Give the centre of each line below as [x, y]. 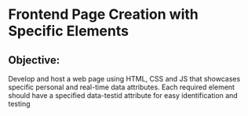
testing [19, 104]
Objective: [34, 60]
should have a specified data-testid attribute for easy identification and [123, 95]
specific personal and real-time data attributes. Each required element [122, 87]
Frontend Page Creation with [103, 14]
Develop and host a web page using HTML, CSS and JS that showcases [124, 79]
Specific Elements [69, 31]
